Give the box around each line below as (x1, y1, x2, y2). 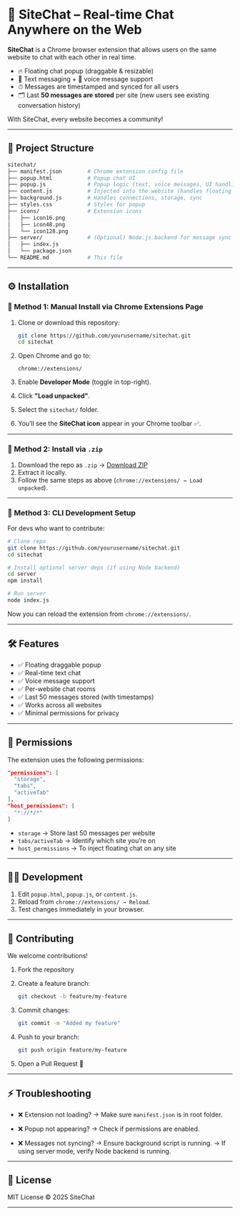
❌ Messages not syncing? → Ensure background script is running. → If (17, 1139, 226, 1147)
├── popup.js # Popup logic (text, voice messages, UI (7, 181, 213, 188)
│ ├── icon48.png (7, 221, 66, 228)
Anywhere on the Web (7, 21, 142, 38)
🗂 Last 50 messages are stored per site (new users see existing (17, 91, 209, 99)
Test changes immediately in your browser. (17, 905, 145, 914)
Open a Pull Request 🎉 (17, 1059, 84, 1068)
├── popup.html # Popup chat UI (7, 174, 136, 181)
